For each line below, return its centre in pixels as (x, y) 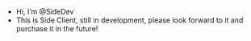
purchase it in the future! (57, 29)
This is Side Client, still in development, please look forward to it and (130, 20)
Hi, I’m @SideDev (45, 12)
